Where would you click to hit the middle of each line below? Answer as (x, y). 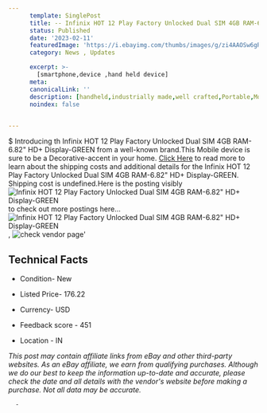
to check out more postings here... (65, 209)
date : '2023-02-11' (61, 38)
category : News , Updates (72, 53)
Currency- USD (45, 309)
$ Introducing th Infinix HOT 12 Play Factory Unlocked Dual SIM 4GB (120, 141)
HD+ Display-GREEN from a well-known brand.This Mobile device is (139, 150)
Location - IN (41, 340)
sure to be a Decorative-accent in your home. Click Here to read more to (127, 158)
